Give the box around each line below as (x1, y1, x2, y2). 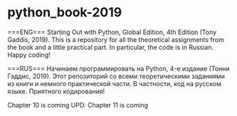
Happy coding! (7, 51, 51, 59)
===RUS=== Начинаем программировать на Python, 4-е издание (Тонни (7, 64, 230, 73)
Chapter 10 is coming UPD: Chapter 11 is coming (7, 100, 148, 109)
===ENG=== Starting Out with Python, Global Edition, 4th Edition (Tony (7, 28, 217, 36)
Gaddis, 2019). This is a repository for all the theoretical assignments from (7, 35, 224, 43)
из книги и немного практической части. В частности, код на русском (7, 79, 222, 88)
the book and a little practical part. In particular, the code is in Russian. (7, 43, 214, 51)
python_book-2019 (7, 4, 122, 21)
